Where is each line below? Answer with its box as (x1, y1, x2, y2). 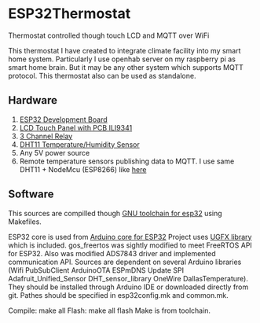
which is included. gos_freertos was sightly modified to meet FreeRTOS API (8, 240, 253, 250)
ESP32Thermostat (8, 5, 131, 23)
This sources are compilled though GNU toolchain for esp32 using (8, 208, 222, 218)
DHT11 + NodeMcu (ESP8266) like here (19, 164, 147, 174)
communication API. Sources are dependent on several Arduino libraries (8, 257, 242, 266)
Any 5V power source (19, 148, 90, 157)
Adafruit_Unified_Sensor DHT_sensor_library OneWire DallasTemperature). (8, 273, 249, 283)
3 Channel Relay (19, 131, 73, 141)
